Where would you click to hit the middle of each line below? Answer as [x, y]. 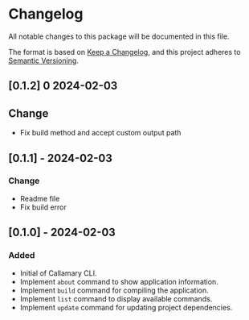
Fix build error [43, 207]
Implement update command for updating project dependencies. [126, 307]
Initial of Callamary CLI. [58, 273]
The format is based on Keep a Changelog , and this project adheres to [124, 52]
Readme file [40, 198]
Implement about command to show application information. [119, 281]
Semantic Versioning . [43, 60]
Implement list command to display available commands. [116, 298]
